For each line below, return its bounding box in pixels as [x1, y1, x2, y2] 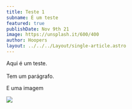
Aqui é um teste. [6, 59, 47, 67]
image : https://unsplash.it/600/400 [6, 32, 99, 38]
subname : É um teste [6, 15, 59, 21]
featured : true [6, 20, 45, 26]
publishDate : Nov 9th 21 [6, 26, 69, 32]
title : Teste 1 [6, 9, 45, 15]
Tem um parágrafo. [6, 72, 55, 80]
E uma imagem [6, 84, 44, 91]
